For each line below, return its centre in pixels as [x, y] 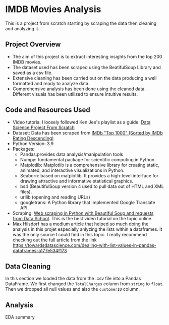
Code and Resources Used [48, 110]
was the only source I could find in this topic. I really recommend [80, 234]
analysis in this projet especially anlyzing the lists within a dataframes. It [87, 229]
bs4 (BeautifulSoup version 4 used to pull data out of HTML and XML [92, 186]
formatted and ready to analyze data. [51, 83]
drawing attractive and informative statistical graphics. [77, 181]
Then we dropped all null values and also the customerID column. [73, 289]
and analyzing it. [22, 28]
